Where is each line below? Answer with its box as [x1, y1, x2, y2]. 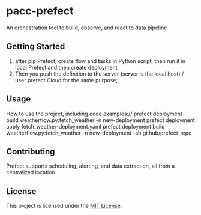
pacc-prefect [6, 4, 74, 18]
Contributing [6, 146, 55, 157]
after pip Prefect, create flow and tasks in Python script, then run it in [14, 57, 186, 64]
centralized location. [6, 169, 57, 176]
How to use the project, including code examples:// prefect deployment [6, 110, 183, 117]
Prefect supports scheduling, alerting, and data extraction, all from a [6, 162, 175, 169]
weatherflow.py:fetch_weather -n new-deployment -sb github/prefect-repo [6, 129, 192, 136]
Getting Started [6, 41, 65, 52]
